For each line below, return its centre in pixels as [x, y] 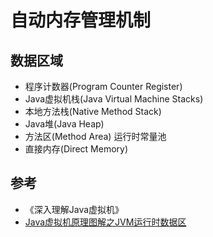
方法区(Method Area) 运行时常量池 [95, 136]
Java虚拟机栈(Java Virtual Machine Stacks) [114, 99]
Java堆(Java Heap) [64, 124]
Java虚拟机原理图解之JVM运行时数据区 [105, 222]
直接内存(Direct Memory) [76, 149]
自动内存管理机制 [81, 20]
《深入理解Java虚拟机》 [74, 209]
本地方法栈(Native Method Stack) [93, 111]
